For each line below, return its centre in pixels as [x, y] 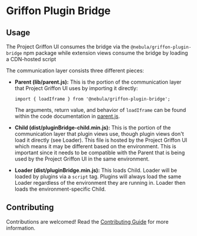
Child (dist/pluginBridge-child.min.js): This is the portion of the [93, 127]
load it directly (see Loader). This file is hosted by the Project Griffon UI [101, 140]
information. [21, 228]
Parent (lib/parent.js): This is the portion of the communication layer [98, 82]
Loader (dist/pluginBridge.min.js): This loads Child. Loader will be [96, 170]
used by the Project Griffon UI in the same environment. [82, 159]
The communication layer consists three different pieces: [75, 71]
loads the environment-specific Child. [60, 189]
